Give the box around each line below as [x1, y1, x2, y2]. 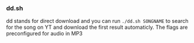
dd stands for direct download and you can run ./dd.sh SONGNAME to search [6, 18, 189, 25]
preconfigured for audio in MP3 [6, 30, 83, 37]
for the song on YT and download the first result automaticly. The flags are [6, 24, 188, 31]
